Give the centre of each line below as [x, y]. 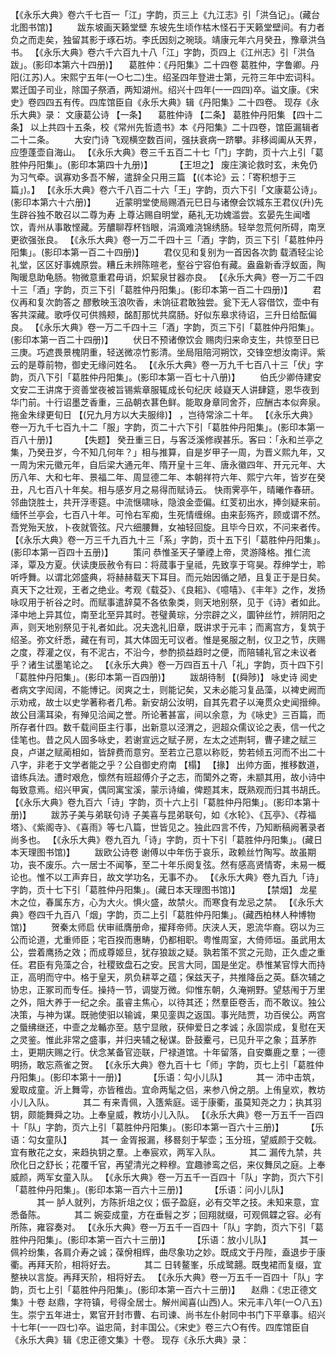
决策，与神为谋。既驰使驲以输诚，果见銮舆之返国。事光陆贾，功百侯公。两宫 [168, 1014]
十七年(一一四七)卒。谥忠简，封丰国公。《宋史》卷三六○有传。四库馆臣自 [160, 1327]
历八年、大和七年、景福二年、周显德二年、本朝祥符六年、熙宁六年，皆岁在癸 [168, 477]
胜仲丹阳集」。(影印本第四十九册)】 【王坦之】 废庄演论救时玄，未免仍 [164, 164]
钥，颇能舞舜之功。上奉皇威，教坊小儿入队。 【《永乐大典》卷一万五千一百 [162, 1114]
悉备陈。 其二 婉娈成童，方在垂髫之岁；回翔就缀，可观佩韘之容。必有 [166, 1214]
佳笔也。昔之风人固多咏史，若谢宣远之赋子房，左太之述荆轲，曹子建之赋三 [163, 739]
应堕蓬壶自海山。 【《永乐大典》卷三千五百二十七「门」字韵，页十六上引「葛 [167, 152]
